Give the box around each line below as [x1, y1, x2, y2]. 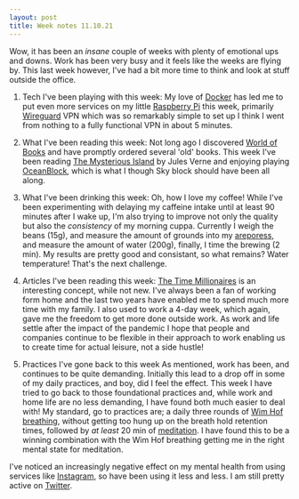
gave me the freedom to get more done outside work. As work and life [21, 313, 280, 324]
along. [21, 174, 46, 185]
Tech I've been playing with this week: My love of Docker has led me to [21, 91, 284, 102]
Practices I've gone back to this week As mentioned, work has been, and [21, 358, 290, 369]
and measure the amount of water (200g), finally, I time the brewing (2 [21, 239, 280, 250]
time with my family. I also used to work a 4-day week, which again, [21, 303, 271, 314]
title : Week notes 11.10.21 [9, 21, 114, 30]
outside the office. [9, 74, 77, 85]
